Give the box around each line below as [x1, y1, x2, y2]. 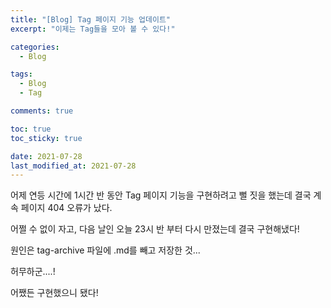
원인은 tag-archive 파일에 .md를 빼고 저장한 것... [10, 244, 201, 256]
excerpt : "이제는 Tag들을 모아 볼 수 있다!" [10, 24, 176, 34]
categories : [10, 42, 60, 52]
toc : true [10, 124, 52, 134]
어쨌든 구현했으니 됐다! [10, 287, 99, 299]
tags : [10, 69, 33, 80]
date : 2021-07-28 [10, 151, 83, 161]
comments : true [10, 106, 74, 116]
